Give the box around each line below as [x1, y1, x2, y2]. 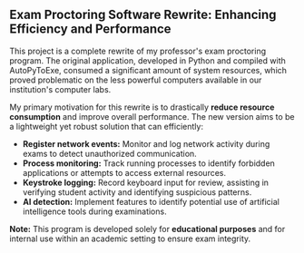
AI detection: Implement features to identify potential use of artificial [22, 196, 279, 207]
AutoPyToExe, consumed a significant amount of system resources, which [9, 64, 288, 75]
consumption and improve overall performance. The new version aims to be [9, 111, 295, 122]
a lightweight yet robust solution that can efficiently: [9, 121, 204, 131]
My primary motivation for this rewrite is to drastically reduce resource [9, 102, 275, 112]
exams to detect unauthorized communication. [22, 148, 197, 159]
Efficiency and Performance [9, 22, 172, 37]
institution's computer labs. [9, 83, 112, 94]
